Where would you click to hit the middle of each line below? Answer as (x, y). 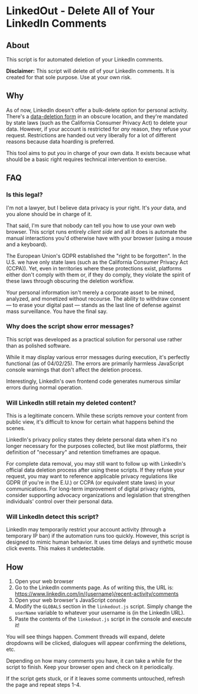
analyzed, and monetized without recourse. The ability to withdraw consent (98, 298)
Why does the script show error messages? (70, 327)
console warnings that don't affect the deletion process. (74, 369)
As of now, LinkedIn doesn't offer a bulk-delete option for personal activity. (97, 110)
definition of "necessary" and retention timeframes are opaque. (83, 452)
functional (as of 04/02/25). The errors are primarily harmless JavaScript (95, 363)
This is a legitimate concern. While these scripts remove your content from (97, 416)
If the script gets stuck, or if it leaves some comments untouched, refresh (95, 679)
